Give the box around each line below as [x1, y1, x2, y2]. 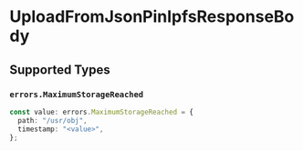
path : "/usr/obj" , [17, 116, 89, 125]
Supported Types [9, 62, 111, 77]
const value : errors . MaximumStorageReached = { [9, 107, 194, 116]
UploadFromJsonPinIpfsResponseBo [9, 6, 295, 27]
